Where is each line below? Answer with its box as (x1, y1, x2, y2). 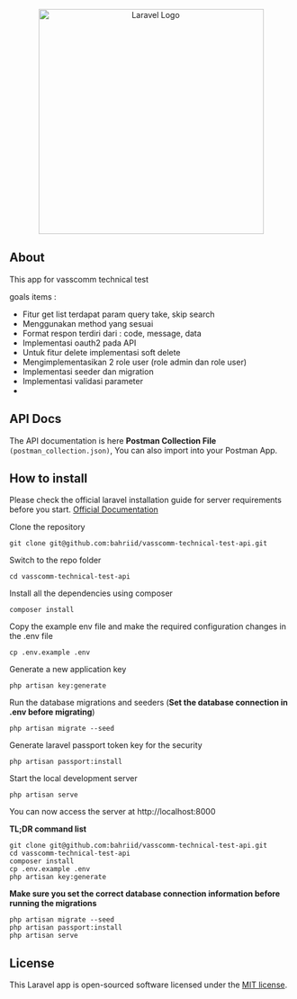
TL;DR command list (9, 823, 87, 834)
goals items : (9, 291, 57, 301)
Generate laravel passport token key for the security (9, 740, 202, 751)
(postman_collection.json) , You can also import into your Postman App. (9, 445, 278, 455)
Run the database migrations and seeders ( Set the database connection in (9, 697, 288, 708)
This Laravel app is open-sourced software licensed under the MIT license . (9, 979, 288, 990)
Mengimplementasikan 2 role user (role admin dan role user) (22, 356, 247, 367)
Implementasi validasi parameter (22, 375, 144, 386)
